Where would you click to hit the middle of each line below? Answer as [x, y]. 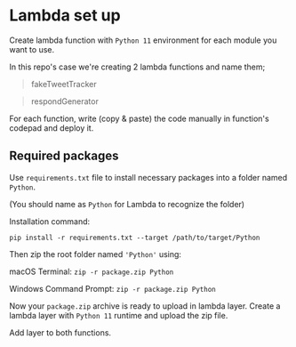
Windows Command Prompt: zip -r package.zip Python [112, 288]
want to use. [32, 49]
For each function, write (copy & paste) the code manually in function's [139, 118]
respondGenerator [65, 101]
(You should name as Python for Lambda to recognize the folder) [127, 204]
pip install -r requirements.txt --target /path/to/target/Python [135, 238]
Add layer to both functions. [60, 332]
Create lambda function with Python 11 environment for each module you [143, 40]
